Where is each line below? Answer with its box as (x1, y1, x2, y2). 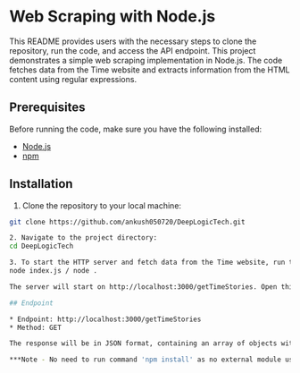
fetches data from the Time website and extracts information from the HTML (9, 64, 290, 75)
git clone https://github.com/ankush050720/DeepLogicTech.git (9, 217, 246, 226)
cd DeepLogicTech (9, 242, 74, 251)
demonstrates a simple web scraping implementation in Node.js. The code (9, 55, 283, 65)
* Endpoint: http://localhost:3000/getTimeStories (9, 315, 202, 324)
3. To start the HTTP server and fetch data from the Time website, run (9, 258, 286, 267)
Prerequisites (9, 100, 86, 115)
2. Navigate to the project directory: (9, 233, 158, 242)
